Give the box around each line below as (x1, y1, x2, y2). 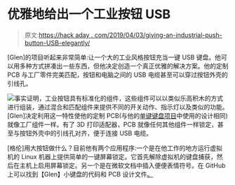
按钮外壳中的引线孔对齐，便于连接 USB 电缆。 (19, 128, 153, 137)
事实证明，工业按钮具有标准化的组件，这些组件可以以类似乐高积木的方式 (14, 94, 223, 102)
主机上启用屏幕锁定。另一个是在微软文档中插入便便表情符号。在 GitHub (19, 161, 226, 170)
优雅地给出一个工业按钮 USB (7, 6, 170, 22)
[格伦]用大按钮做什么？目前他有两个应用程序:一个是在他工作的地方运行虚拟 (7, 144, 223, 152)
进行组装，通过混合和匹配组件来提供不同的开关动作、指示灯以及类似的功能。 (7, 103, 229, 111)
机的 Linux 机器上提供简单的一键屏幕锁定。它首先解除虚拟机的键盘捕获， (7, 152, 217, 161)
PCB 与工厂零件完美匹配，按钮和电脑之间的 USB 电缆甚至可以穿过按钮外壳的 (7, 71, 228, 79)
